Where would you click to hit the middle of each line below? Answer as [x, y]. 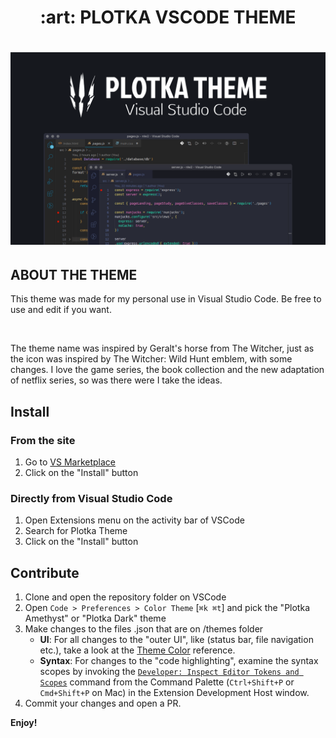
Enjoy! [24, 723]
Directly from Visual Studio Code [91, 498]
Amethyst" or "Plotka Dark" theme [95, 618]
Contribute [45, 572]
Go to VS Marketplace [70, 462]
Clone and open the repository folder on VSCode [125, 597]
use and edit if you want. [61, 310]
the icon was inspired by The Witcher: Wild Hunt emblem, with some [151, 359]
